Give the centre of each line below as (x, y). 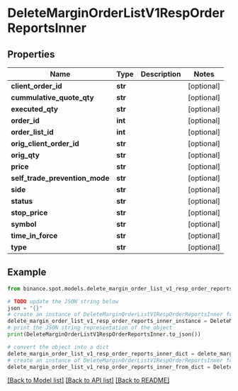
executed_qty (35, 109)
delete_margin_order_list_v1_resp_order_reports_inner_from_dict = (109, 367)
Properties (31, 54)
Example (27, 272)
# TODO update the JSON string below (63, 301)
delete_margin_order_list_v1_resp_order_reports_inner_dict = (101, 353)
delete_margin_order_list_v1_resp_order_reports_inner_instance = (107, 321)
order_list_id (33, 132)
